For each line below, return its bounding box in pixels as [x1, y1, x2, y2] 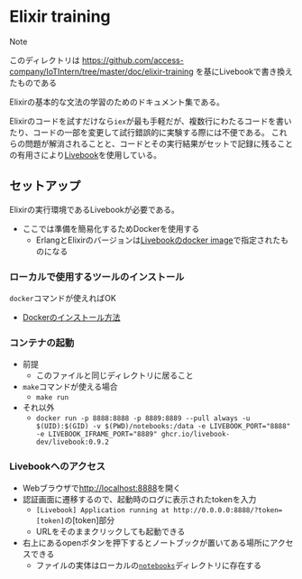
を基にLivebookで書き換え [195, 66, 293, 77]
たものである [9, 77, 57, 87]
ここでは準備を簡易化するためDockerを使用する [22, 223, 200, 234]
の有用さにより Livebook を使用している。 [9, 149, 162, 160]
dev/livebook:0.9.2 [35, 437, 110, 447]
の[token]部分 [64, 514, 115, 525]
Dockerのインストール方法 [22, 312, 121, 323]
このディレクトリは [9, 54, 81, 65]
